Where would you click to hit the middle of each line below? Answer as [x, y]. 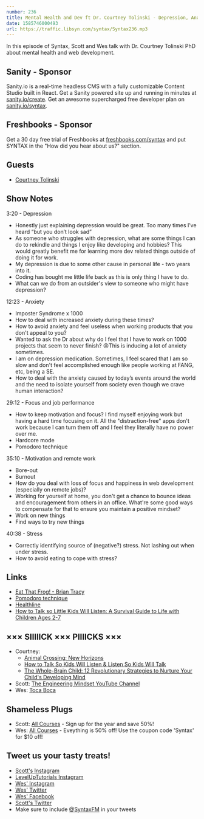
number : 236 [21, 12]
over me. [26, 433]
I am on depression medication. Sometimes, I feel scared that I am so [101, 358]
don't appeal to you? [41, 332]
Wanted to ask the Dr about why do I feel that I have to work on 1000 [101, 339]
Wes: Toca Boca [36, 690]
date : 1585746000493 [32, 23]
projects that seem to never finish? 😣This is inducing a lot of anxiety [101, 345]
